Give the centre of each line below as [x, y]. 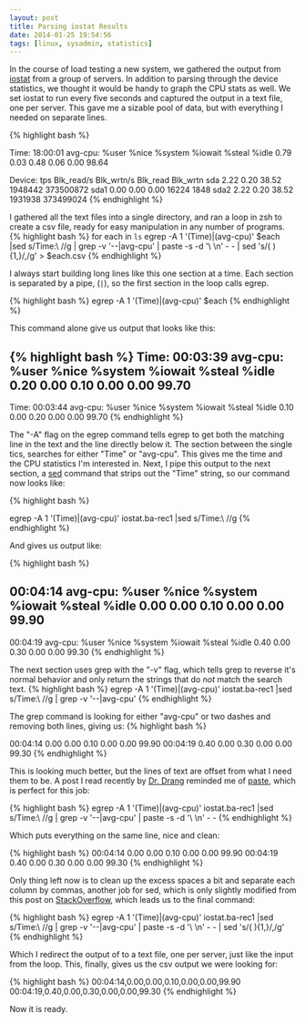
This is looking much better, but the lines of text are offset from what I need [151, 771]
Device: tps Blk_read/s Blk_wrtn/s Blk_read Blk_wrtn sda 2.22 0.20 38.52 [146, 180]
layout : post [34, 18]
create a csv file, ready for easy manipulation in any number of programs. [147, 227]
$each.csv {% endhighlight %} [104, 256]
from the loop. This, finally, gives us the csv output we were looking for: [144, 964]
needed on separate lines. [58, 118]
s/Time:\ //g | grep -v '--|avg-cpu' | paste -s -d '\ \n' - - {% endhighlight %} [151, 817]
